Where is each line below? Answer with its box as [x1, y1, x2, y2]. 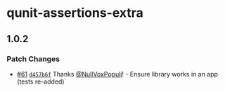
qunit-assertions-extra [6, 5, 143, 21]
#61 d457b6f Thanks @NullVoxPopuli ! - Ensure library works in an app [16, 70, 219, 78]
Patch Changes [6, 54, 60, 64]
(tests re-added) [16, 77, 65, 86]
